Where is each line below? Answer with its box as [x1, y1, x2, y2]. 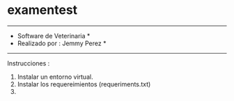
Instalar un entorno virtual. [17, 72, 93, 81]
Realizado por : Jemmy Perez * [17, 39, 107, 47]
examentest [7, 2, 78, 18]
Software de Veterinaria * [17, 31, 91, 40]
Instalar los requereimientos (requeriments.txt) [17, 79, 151, 88]
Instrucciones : [7, 59, 50, 68]
